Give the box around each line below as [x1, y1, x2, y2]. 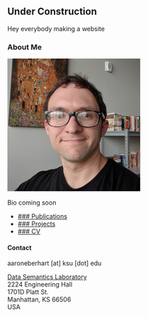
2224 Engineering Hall [7, 280, 73, 289]
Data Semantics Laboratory [7, 272, 87, 282]
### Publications [17, 212, 67, 221]
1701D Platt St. [7, 288, 49, 296]
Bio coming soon [7, 198, 57, 207]
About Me [7, 42, 42, 52]
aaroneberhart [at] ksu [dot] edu [7, 259, 102, 267]
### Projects [17, 219, 56, 229]
